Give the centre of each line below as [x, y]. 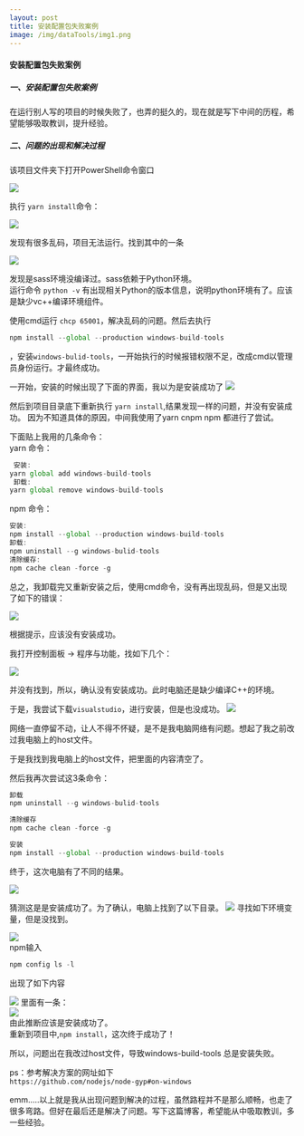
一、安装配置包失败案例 [53, 87]
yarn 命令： [31, 448]
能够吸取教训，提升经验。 [65, 122]
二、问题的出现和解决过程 [57, 145]
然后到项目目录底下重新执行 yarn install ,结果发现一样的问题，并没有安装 [147, 406]
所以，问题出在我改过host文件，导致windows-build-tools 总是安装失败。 [144, 1053]
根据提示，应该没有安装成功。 [65, 634]
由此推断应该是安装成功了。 [61, 1022]
